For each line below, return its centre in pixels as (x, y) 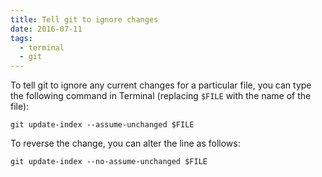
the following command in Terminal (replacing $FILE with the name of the (161, 96)
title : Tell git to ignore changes (84, 19)
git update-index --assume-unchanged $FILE (102, 125)
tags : (21, 38)
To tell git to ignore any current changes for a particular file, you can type (161, 85)
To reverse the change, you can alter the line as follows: (125, 143)
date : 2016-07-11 (46, 29)
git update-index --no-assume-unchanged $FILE (109, 162)
